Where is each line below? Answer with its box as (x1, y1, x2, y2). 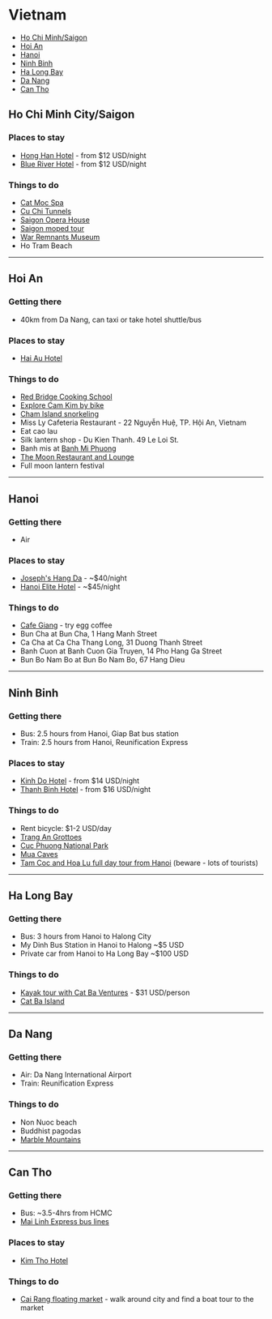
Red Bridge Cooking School (19, 392, 113, 402)
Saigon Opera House (19, 215, 91, 225)
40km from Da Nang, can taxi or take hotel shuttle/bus (19, 315, 202, 324)
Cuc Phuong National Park (19, 841, 109, 850)
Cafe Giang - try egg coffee (19, 620, 113, 630)
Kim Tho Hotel (19, 1255, 69, 1265)
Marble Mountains (19, 1134, 82, 1144)
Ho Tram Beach (19, 241, 73, 251)
